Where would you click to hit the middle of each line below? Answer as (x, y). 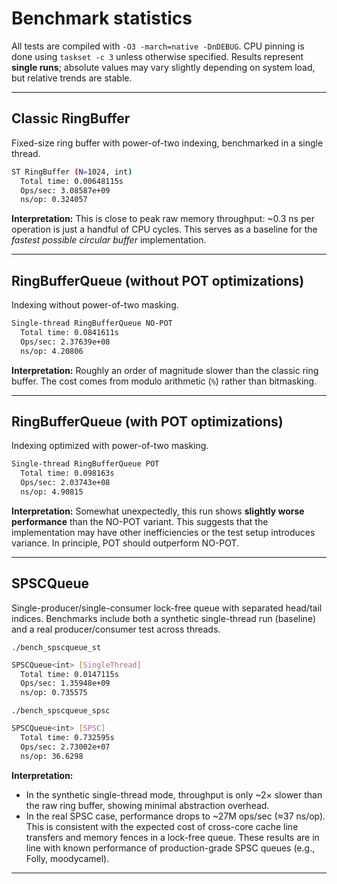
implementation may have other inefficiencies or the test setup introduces (163, 532)
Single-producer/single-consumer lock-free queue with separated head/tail (167, 608)
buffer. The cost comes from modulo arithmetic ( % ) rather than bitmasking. (164, 381)
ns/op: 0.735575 (54, 693)
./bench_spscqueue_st (56, 647)
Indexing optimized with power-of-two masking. (110, 446)
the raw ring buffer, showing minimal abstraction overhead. (147, 805)
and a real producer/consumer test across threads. (116, 629)
